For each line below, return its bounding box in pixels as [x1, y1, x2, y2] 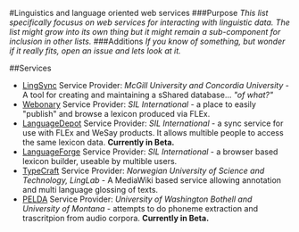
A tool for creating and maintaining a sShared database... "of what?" [21, 89, 274, 100]
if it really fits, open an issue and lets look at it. [9, 46, 181, 56]
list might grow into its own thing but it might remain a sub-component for [9, 27, 281, 37]
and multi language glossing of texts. [21, 185, 159, 195]
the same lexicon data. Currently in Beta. [21, 137, 175, 147]
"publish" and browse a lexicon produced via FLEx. [21, 109, 211, 119]
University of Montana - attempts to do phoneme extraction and [21, 203, 259, 213]
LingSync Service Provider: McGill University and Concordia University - [21, 80, 290, 90]
